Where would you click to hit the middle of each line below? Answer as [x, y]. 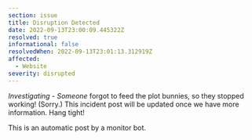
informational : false [44, 45]
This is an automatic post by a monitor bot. [77, 127]
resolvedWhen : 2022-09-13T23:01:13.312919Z [80, 52]
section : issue [33, 15]
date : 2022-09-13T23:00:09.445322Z [66, 30]
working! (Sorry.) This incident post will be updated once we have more [124, 104]
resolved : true [33, 37]
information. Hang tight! [46, 112]
